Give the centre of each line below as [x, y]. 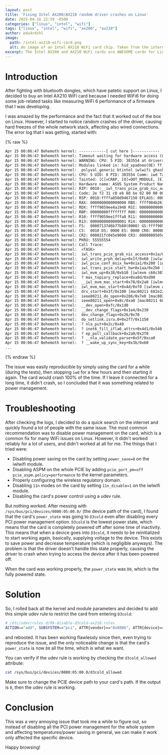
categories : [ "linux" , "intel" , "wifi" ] [48, 24]
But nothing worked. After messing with [46, 506]
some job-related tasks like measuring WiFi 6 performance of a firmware [80, 101]
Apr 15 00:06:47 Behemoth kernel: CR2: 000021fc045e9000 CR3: [71, 236]
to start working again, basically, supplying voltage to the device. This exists [84, 538]
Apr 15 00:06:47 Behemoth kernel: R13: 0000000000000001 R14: [71, 222]
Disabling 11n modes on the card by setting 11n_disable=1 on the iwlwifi [86, 486]
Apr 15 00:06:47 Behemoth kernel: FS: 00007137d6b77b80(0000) [72, 226]
